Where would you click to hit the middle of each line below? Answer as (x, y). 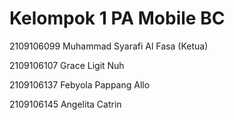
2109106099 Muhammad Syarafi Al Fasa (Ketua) (109, 46)
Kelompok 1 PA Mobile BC (117, 18)
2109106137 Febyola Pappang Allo (80, 84)
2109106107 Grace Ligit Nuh (67, 65)
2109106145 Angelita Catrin (65, 104)
